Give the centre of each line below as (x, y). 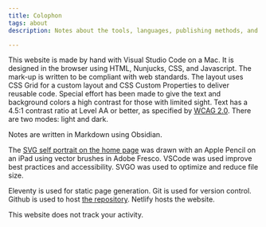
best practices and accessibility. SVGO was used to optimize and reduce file (133, 167)
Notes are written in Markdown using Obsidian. (85, 135)
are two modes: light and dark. (59, 119)
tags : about (28, 23)
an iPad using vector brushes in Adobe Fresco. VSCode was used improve (130, 159)
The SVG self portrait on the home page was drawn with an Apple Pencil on (132, 150)
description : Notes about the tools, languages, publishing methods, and (133, 30)
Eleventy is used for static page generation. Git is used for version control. (130, 191)
